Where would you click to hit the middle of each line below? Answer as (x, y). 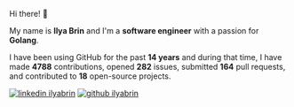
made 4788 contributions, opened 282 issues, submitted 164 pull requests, (147, 67)
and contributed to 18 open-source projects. (90, 76)
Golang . (24, 40)
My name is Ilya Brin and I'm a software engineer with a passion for (134, 31)
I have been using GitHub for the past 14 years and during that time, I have (146, 57)
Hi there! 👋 (29, 14)
